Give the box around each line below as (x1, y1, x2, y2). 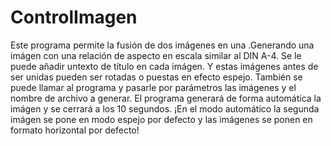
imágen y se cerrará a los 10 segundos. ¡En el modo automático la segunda (10, 102, 320, 115)
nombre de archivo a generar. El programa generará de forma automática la (10, 92, 322, 104)
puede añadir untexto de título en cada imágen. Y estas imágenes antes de (10, 60, 319, 72)
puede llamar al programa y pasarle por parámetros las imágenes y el (10, 81, 297, 93)
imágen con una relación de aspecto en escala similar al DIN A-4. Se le (10, 49, 302, 61)
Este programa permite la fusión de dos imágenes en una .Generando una (10, 39, 315, 51)
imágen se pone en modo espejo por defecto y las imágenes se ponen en (10, 113, 313, 125)
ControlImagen (10, 6, 138, 29)
